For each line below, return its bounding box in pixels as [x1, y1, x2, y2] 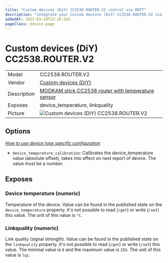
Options [5, 127, 31, 135]
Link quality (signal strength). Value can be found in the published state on [5, 236, 158, 242]
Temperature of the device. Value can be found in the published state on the [5, 201, 162, 207]
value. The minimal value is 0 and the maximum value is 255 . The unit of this [5, 246, 161, 252]
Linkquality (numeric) [5, 224, 59, 231]
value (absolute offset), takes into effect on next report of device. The [12, 155, 156, 161]
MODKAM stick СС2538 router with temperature [39, 87, 154, 94]
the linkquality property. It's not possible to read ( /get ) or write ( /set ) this [5, 241, 160, 247]
